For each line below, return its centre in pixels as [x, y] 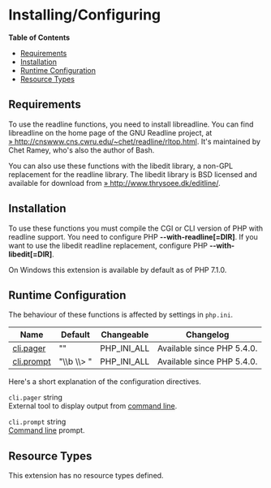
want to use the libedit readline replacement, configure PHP [108, 245]
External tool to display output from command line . [93, 406]
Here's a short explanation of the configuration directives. [105, 382]
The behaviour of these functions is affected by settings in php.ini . [121, 315]
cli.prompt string [37, 422]
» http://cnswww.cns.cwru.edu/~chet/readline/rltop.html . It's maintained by [135, 141]
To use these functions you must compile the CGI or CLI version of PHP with [136, 228]
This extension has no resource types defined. [86, 476]
